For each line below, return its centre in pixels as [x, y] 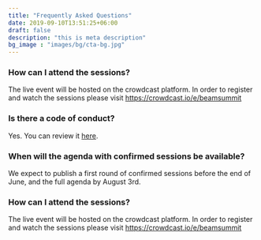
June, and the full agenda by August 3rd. [75, 182]
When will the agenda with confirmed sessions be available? [127, 156]
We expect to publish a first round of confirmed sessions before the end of [129, 174]
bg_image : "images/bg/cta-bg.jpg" [67, 45]
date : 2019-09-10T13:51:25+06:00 [63, 23]
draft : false [30, 30]
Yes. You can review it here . [53, 136]
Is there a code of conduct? [62, 118]
